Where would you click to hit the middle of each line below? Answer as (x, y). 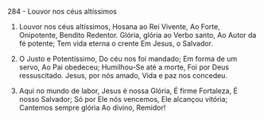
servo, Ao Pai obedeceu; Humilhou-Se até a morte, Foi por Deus (124, 67)
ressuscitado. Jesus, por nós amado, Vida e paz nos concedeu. (123, 75)
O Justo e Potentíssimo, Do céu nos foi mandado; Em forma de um (128, 59)
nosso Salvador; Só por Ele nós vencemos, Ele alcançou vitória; (123, 99)
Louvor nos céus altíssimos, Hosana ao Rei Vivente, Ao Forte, (119, 26)
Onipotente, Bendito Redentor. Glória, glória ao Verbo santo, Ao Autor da (138, 35)
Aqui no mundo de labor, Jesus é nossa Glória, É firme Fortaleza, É (128, 91)
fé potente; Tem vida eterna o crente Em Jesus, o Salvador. (116, 43)
